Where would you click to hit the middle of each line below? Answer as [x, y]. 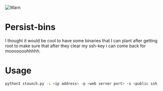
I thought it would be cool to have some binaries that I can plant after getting [81, 40]
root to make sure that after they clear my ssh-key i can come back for [75, 46]
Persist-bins [30, 27]
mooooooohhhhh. [23, 51]
